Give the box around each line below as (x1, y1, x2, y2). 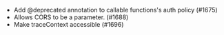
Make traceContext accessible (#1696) (13, 21, 124, 28)
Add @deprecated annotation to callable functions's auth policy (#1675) (13, 6, 218, 14)
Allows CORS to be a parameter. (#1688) (13, 13, 129, 21)
